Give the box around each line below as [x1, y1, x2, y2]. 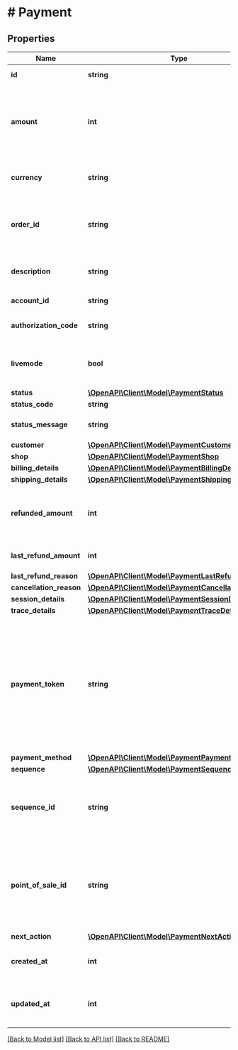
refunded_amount [11, 508, 73, 518]
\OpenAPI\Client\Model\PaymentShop [87, 451, 220, 461]
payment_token [11, 679, 65, 689]
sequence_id [11, 802, 55, 812]
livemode [11, 359, 43, 368]
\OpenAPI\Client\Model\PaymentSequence [87, 764, 236, 774]
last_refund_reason [11, 571, 78, 581]
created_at [11, 956, 48, 966]
